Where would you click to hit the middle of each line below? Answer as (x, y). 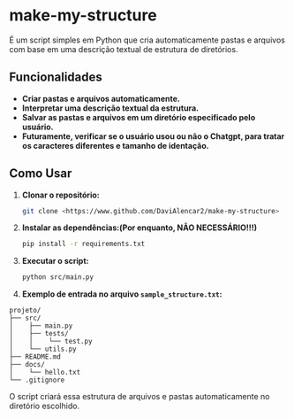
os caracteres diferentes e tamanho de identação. (115, 145)
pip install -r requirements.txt (83, 244)
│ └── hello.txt (45, 373)
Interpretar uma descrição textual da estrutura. (110, 108)
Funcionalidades (56, 77)
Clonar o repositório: (60, 195)
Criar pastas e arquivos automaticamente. (101, 98)
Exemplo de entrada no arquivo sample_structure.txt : (122, 294)
